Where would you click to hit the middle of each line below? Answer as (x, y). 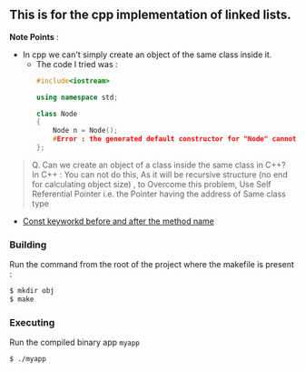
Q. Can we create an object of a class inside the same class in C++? (158, 165)
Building (28, 245)
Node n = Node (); (85, 131)
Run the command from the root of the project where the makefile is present (152, 265)
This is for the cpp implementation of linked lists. (151, 15)
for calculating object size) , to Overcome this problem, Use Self (151, 184)
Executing (32, 322)
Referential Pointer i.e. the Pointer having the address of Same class (158, 194)
